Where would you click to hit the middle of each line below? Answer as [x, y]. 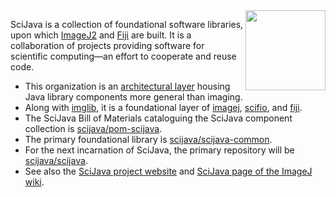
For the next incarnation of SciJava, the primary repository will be [159, 150]
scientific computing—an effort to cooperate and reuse [123, 56]
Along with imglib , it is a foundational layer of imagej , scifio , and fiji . [163, 107]
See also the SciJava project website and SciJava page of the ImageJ [168, 171]
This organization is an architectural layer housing [127, 86]
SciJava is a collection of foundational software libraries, [127, 24]
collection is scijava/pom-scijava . [93, 128]
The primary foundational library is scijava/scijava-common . [148, 139]
